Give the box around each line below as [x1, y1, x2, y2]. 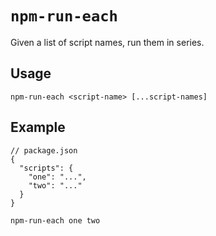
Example [10, 119, 66, 136]
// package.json [10, 145, 78, 156]
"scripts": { [19, 163, 74, 173]
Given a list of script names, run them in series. [10, 36, 205, 48]
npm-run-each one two [10, 215, 101, 226]
